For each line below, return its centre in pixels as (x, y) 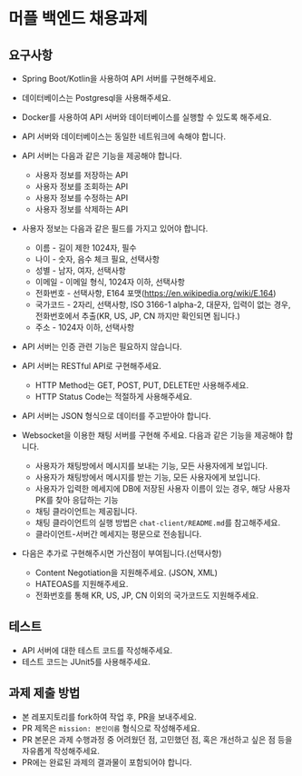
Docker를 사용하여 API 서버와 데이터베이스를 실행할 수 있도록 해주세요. (146, 117)
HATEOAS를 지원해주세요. (82, 584)
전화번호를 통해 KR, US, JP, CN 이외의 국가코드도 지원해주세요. (147, 595)
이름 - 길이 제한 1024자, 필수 (86, 248)
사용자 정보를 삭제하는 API (82, 209)
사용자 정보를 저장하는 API (82, 175)
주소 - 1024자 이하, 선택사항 (85, 327)
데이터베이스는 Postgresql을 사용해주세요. (96, 98)
